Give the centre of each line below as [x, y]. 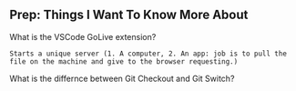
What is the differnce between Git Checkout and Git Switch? [122, 78]
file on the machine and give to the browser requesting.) [124, 61]
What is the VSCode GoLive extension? [83, 36]
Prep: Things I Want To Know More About [129, 15]
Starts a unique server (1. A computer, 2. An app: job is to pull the [148, 54]
